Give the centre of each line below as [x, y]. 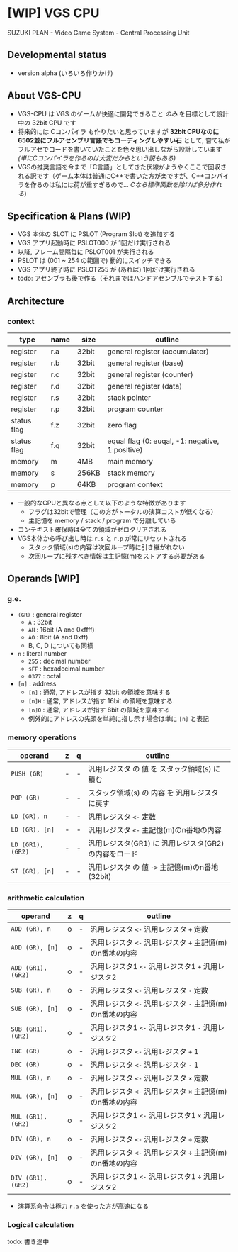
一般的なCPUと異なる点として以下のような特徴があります [102, 503]
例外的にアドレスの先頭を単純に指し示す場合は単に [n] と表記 [118, 718]
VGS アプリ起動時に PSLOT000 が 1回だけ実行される [94, 243]
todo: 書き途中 [28, 1241]
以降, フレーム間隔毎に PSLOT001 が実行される [86, 252]
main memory [130, 462]
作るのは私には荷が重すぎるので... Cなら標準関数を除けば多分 [120, 184]
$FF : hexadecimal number [66, 669]
